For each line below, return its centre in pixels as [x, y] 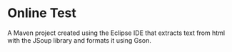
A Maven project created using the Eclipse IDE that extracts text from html [116, 33]
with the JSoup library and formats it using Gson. [80, 40]
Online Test [42, 13]
